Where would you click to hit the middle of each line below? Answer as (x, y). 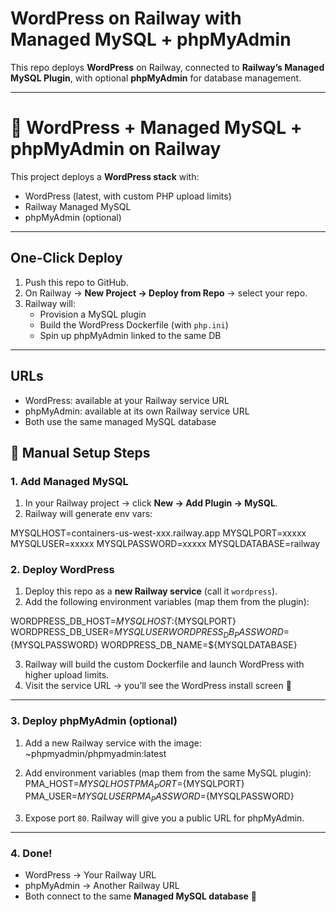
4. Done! (31, 854)
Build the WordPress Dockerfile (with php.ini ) (134, 324)
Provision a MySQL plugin (93, 314)
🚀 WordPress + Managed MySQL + (156, 128)
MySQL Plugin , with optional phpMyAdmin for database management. (156, 78)
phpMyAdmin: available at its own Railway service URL (137, 411)
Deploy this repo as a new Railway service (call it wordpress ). (151, 591)
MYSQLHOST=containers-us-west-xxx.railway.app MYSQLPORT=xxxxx (158, 533)
